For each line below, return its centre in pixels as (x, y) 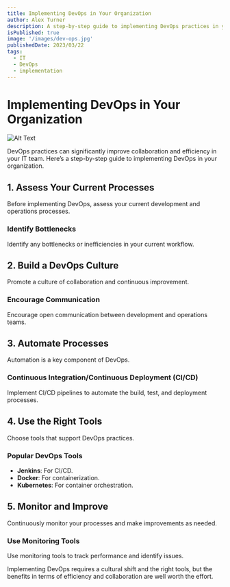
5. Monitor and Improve (58, 507)
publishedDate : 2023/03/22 (46, 45)
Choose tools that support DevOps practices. (71, 438)
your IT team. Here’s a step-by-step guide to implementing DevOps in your (112, 159)
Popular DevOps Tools (45, 455)
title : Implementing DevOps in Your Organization (79, 13)
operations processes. (39, 211)
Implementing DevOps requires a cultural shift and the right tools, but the (110, 569)
